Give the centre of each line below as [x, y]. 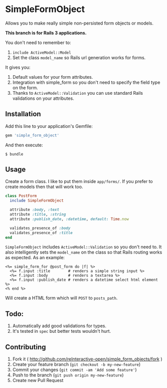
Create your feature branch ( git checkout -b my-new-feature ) [76, 364]
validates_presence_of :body [40, 228]
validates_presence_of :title [41, 233]
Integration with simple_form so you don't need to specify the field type [86, 82]
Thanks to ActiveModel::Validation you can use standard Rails [77, 93]
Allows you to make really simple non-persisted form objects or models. [79, 23]
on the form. [25, 87]
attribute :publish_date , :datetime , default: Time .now [69, 219]
